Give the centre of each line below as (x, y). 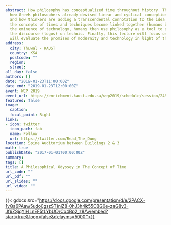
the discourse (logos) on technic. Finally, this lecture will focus (85, 34)
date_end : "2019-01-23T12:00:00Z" (42, 86)
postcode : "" (24, 58)
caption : (19, 110)
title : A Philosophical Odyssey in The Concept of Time (66, 167)
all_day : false (21, 72)
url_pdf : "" (18, 176)
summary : (15, 157)
